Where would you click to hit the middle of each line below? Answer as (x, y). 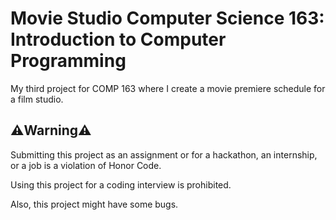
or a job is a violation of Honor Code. (86, 165)
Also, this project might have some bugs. (94, 204)
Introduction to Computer (118, 39)
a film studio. (37, 99)
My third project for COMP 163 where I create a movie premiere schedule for (168, 88)
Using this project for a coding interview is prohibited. (121, 184)
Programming (68, 61)
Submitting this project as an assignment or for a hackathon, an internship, (164, 154)
